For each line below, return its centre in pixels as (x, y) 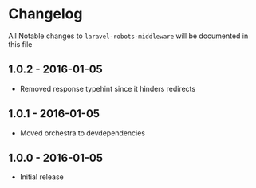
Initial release (41, 177)
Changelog (45, 14)
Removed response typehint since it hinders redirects (108, 88)
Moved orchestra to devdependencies (83, 133)
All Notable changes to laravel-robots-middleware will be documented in (128, 36)
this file (20, 44)
